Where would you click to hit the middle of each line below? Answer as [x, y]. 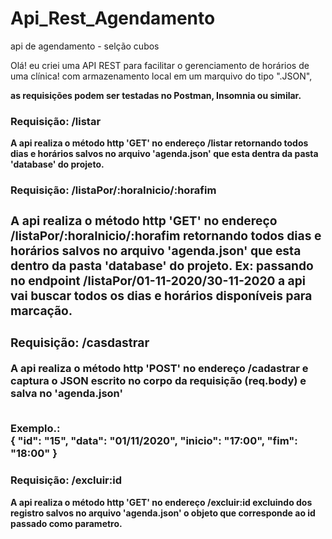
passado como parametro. [66, 523]
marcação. [41, 310]
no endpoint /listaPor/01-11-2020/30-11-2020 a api [158, 280]
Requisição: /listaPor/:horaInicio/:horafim [113, 190]
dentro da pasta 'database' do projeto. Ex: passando [162, 265]
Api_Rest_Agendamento [113, 18]
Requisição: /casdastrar [80, 342]
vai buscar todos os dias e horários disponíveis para [161, 295]
